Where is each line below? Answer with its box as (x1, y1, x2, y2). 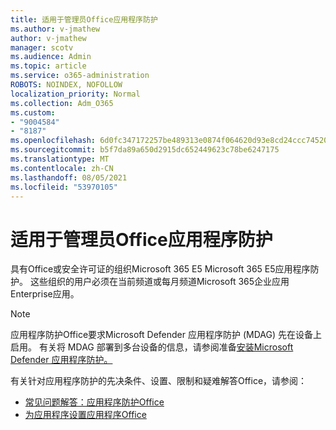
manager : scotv (10, 42, 74, 53)
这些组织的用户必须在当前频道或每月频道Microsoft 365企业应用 (29, 276, 290, 288)
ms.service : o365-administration (10, 71, 150, 81)
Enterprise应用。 (10, 288, 80, 300)
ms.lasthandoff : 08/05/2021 (10, 172, 128, 183)
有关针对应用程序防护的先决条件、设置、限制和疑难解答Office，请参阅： (10, 375, 308, 387)
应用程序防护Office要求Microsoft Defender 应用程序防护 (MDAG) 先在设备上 (10, 329, 322, 341)
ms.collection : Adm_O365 (10, 98, 114, 108)
